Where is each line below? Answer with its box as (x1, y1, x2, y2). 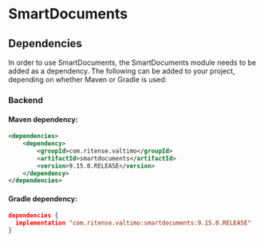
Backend (8, 94, 44, 105)
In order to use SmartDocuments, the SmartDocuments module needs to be (8, 58, 257, 67)
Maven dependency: (8, 114, 78, 124)
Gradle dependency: (8, 193, 78, 204)
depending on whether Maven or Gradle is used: (8, 75, 167, 84)
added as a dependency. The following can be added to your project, (8, 66, 235, 76)
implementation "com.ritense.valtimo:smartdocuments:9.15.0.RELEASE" (15, 219, 251, 228)
